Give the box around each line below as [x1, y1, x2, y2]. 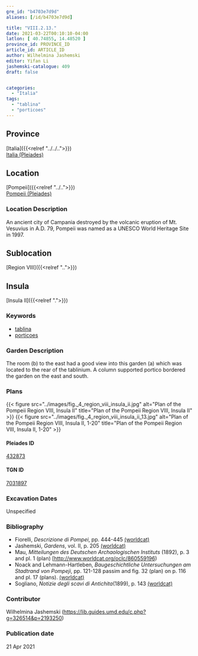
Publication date [6, 629, 54, 638]
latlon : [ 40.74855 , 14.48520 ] [6, 36, 86, 42]
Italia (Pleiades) [6, 151, 44, 158]
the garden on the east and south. [6, 372, 89, 380]
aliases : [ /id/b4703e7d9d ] [6, 14, 73, 20]
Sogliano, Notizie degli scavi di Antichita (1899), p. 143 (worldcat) [14, 580, 173, 587]
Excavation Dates [6, 494, 57, 502]
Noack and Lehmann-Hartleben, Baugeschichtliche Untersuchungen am [14, 561, 191, 568]
